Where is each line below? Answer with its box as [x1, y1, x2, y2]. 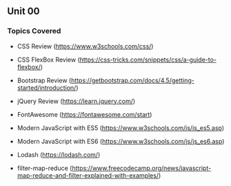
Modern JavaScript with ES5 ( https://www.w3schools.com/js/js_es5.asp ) [17, 124, 225, 132]
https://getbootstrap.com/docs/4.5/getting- [71, 76, 194, 84]
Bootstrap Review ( [17, 76, 72, 84]
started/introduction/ [17, 83, 77, 92]
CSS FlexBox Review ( [17, 55, 81, 64]
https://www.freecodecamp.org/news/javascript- [72, 164, 212, 172]
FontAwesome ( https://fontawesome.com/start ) [17, 110, 152, 118]
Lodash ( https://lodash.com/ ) [17, 150, 101, 158]
